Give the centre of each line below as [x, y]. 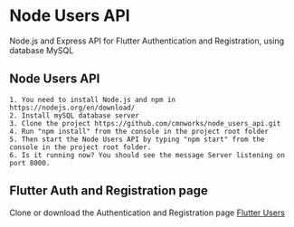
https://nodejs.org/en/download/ [72, 108]
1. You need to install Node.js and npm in [93, 99]
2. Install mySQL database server [75, 115]
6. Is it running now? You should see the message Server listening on [147, 155]
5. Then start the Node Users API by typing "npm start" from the [137, 139]
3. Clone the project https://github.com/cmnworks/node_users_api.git [145, 123]
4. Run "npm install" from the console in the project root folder [139, 131]
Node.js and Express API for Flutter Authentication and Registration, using [147, 41]
